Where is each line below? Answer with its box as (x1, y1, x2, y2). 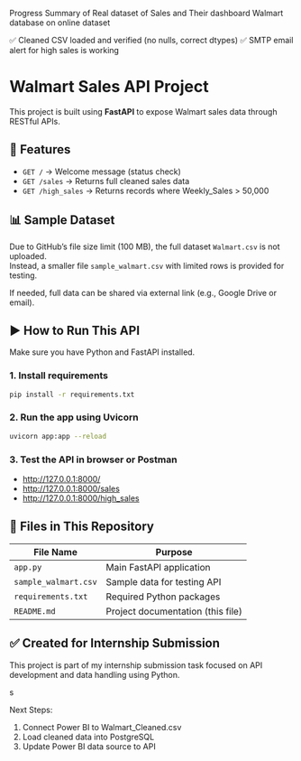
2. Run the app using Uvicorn (9, 411, 139, 423)
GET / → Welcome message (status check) (22, 166, 182, 177)
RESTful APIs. (9, 116, 60, 126)
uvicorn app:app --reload (9, 432, 106, 441)
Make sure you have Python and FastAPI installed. (9, 347, 196, 357)
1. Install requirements (9, 369, 108, 382)
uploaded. (9, 250, 47, 261)
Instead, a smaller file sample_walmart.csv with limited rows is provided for (9, 260, 285, 271)
